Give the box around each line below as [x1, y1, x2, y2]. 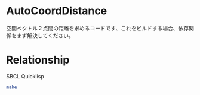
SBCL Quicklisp [6, 72, 45, 80]
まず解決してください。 [16, 31, 75, 39]
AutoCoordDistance [6, 4, 107, 18]
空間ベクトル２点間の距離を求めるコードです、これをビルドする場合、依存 [6, 24, 189, 31]
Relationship [6, 53, 70, 66]
